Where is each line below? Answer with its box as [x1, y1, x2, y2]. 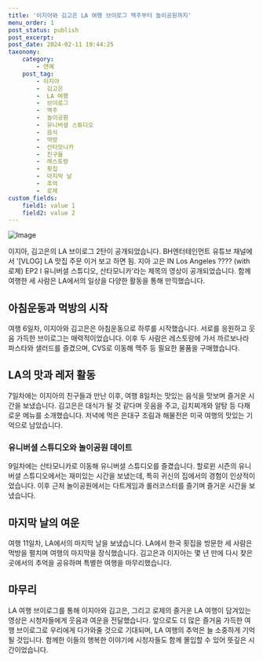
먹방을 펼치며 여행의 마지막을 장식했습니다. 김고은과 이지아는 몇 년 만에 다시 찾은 [8, 548, 254, 557]
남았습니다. [28, 420, 64, 429]
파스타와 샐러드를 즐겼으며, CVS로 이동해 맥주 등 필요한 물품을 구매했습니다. [8, 344, 240, 353]
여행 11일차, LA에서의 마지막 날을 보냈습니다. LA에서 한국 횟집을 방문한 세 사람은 [8, 538, 253, 547]
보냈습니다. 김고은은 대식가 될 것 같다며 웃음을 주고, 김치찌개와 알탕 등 [22, 400, 236, 410]
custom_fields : [8, 194, 58, 202]
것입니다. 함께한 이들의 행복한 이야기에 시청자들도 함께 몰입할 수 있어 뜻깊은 [16, 634, 247, 645]
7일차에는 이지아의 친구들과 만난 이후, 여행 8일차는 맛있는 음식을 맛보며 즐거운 [8, 391, 247, 400]
